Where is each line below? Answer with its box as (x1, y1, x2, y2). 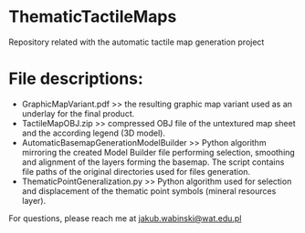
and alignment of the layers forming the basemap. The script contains (21, 157, 285, 167)
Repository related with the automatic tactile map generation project (8, 36, 265, 47)
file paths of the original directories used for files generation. (21, 166, 251, 177)
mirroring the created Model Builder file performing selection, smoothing (21, 147, 296, 157)
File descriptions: (8, 68, 143, 89)
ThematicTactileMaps (8, 6, 177, 27)
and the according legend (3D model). (21, 127, 166, 138)
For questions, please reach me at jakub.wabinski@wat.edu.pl (8, 212, 242, 224)
